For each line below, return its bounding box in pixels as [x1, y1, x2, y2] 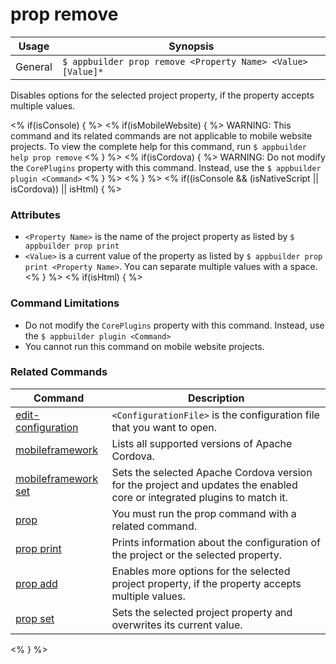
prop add [15, 576, 58, 590]
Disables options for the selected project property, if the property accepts [10, 89, 315, 101]
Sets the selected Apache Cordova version [111, 465, 313, 479]
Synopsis [168, 39, 215, 53]
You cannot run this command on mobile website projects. [24, 340, 265, 352]
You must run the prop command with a [111, 506, 297, 520]
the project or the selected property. [111, 548, 282, 562]
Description [187, 391, 245, 405]
